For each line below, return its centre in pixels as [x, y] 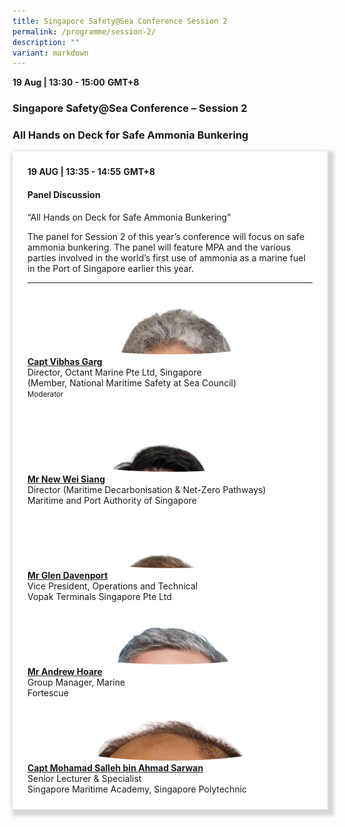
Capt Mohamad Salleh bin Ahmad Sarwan [115, 767]
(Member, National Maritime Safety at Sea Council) [132, 382]
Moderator [45, 394]
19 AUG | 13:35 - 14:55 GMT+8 [91, 172]
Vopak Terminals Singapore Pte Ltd [99, 596]
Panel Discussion [64, 195]
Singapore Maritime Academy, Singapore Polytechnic [137, 789]
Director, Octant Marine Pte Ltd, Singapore [114, 372]
